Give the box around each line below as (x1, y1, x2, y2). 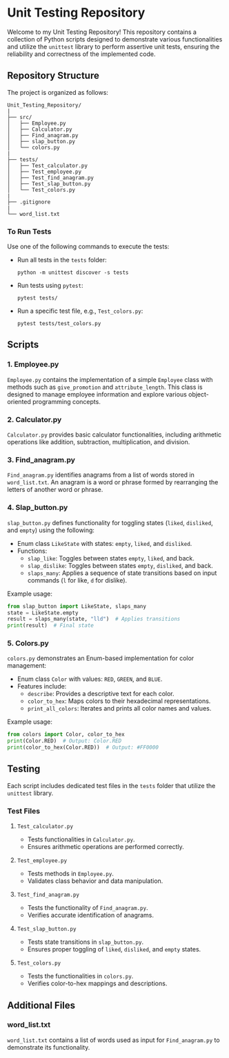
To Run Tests (7, 226, 52, 236)
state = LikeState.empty (7, 609, 79, 617)
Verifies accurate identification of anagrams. (27, 911, 154, 920)
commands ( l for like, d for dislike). (27, 576, 128, 584)
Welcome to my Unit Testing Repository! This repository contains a (7, 28, 197, 36)
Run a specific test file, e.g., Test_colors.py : (17, 307, 143, 316)
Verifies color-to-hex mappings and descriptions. (27, 979, 168, 987)
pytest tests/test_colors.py (17, 320, 101, 327)
